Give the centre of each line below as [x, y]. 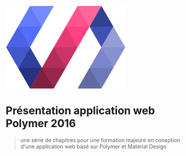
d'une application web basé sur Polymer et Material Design [93, 146]
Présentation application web [80, 111]
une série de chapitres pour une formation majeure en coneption [100, 140]
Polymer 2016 [41, 124]
